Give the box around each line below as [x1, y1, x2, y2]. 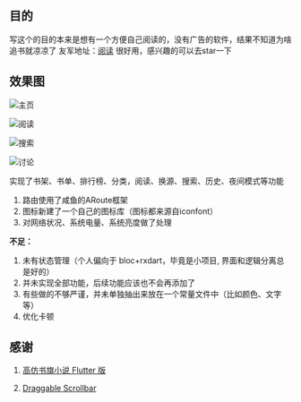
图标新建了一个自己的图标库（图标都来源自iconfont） [21, 205, 218, 217]
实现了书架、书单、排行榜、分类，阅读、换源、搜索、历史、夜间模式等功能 [9, 175, 284, 186]
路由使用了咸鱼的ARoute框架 [21, 194, 128, 205]
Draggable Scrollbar [21, 383, 97, 394]
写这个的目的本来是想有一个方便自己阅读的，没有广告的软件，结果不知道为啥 [9, 34, 292, 45]
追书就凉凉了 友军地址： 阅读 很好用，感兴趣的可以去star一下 [9, 45, 233, 56]
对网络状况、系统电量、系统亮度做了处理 [21, 217, 172, 227]
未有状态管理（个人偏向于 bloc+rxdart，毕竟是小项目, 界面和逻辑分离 [21, 254, 277, 266]
